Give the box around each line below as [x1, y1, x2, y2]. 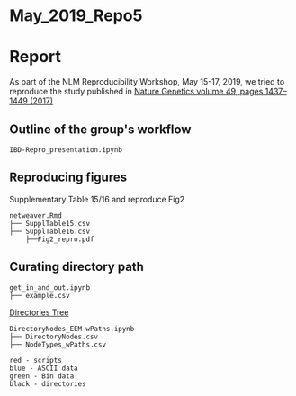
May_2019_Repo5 [9, 5, 143, 26]
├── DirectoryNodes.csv [9, 332, 99, 341]
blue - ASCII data [9, 364, 78, 373]
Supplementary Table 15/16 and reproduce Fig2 [9, 193, 185, 204]
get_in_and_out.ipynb [9, 283, 91, 292]
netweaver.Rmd [9, 211, 63, 220]
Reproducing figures [9, 170, 128, 185]
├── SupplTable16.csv [9, 227, 91, 236]
